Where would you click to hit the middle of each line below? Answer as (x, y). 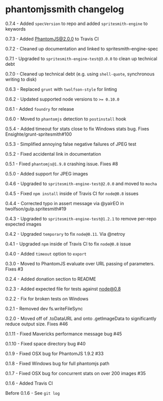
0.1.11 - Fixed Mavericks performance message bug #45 (64, 334)
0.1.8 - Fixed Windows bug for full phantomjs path (57, 363)
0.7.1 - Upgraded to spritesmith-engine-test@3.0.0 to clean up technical (81, 58)
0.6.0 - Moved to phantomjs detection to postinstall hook (66, 119)
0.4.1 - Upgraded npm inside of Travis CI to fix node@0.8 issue (68, 244)
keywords (16, 29)
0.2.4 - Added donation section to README (51, 279)
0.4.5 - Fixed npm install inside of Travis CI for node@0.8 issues (72, 193)
